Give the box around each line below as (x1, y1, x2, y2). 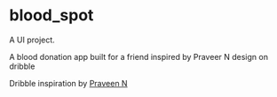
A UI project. (9, 34, 55, 45)
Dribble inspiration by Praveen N (9, 78, 128, 88)
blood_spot (9, 5, 94, 26)
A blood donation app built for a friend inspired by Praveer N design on (9, 51, 269, 62)
